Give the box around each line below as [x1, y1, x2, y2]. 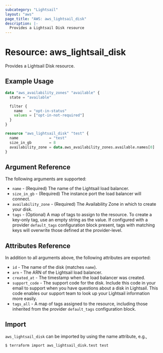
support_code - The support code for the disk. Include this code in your [12, 280, 156, 286]
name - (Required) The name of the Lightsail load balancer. [12, 186, 129, 192]
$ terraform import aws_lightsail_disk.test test [5, 343, 109, 348]
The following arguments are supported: [5, 176, 87, 182]
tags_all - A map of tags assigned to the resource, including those [12, 301, 148, 307]
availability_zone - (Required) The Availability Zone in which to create [12, 201, 156, 207]
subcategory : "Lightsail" [5, 7, 58, 12]
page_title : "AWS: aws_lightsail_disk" [5, 16, 87, 21]
